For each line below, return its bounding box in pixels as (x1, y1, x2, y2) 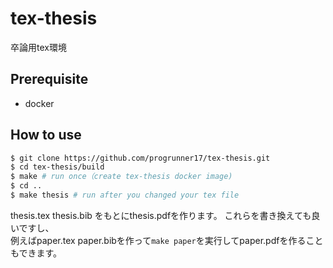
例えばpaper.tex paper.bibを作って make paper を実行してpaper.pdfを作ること (10, 234, 324, 246)
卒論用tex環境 (10, 41, 67, 53)
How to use (10, 127, 82, 144)
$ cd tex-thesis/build (10, 162, 105, 172)
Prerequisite (10, 71, 89, 88)
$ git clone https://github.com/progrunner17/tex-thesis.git (10, 153, 271, 163)
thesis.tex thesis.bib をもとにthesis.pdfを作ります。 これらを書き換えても (10, 209, 312, 221)
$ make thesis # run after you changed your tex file (10, 190, 240, 201)
